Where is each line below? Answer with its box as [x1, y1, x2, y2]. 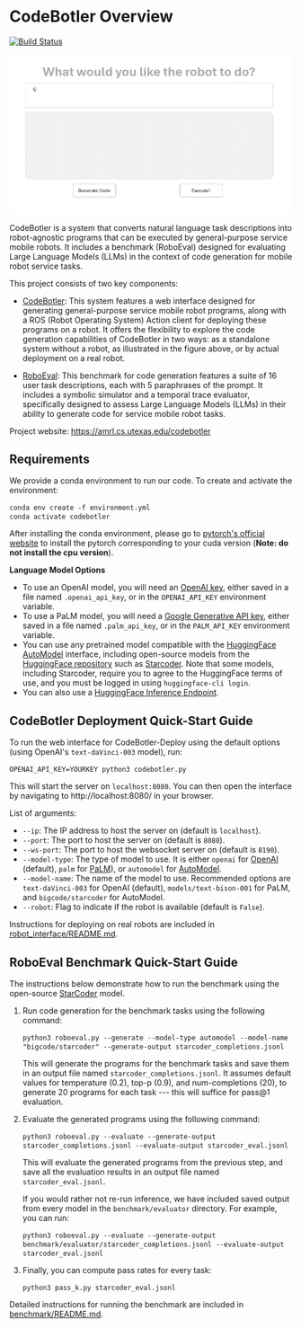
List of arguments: [9, 808, 77, 819]
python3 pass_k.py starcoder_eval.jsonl [22, 1283, 176, 1292]
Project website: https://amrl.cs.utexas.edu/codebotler [9, 425, 211, 437]
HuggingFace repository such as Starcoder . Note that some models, [22, 659, 275, 669]
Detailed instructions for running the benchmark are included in [9, 1298, 244, 1309]
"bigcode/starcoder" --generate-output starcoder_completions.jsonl [22, 1042, 285, 1051]
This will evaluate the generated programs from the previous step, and [22, 1156, 283, 1167]
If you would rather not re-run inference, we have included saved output [22, 1193, 290, 1204]
